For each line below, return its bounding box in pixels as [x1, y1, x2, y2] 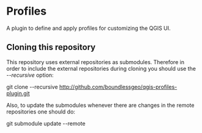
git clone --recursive [6, 83, 58, 90]
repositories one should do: [6, 108, 76, 115]
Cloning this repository [6, 42, 96, 52]
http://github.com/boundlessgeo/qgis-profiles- [59, 83, 178, 90]
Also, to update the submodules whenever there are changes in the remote [6, 101, 195, 109]
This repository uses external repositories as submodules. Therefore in [6, 58, 185, 65]
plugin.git [6, 90, 31, 97]
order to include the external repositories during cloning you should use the [6, 65, 197, 72]
